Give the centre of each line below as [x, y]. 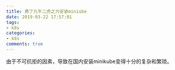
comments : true [25, 44]
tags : [13, 22]
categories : [21, 33]
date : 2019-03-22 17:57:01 [39, 17]
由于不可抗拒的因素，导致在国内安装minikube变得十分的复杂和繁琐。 [89, 61]
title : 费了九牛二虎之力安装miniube [46, 11]
